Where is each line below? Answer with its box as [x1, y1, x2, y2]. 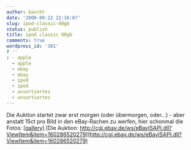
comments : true [6, 37, 45, 43]
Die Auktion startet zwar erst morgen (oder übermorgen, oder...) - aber [6, 111, 185, 118]
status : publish [6, 26, 48, 32]
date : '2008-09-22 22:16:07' [6, 15, 81, 21]
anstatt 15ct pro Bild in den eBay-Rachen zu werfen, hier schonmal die [6, 118, 184, 125]
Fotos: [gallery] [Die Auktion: [6, 124, 79, 132]
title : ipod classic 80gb [6, 32, 72, 38]
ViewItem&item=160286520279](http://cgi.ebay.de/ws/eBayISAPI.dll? [6, 130, 182, 138]
